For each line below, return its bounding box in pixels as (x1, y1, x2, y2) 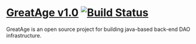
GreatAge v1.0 (6, 6, 79, 20)
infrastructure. (6, 32, 42, 39)
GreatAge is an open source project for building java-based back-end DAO (6, 26, 191, 33)
